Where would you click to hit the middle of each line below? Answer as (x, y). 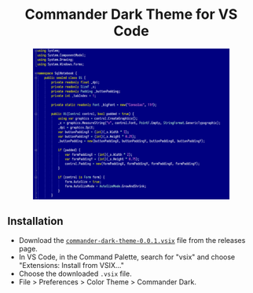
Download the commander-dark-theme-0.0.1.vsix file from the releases (132, 240)
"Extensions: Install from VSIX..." (71, 265)
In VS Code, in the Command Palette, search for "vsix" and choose (127, 257)
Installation (35, 221)
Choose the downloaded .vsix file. (75, 273)
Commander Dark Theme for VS (131, 14)
